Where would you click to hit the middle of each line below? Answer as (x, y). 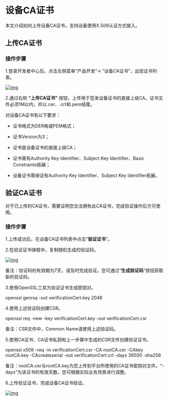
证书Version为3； (31, 136)
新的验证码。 (19, 276)
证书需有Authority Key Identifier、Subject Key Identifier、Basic (78, 158)
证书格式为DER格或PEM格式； (44, 126)
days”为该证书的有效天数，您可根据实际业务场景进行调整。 (67, 372)
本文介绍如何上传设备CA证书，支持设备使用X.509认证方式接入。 (73, 25)
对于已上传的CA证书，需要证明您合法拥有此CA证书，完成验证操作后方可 (81, 206)
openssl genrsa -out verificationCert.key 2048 (54, 297)
